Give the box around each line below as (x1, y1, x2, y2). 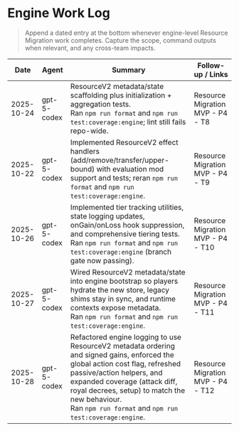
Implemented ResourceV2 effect (70, 137, 179, 147)
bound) (70, 164, 95, 174)
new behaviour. (70, 394, 122, 404)
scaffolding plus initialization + (70, 90, 172, 100)
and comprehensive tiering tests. (70, 229, 180, 239)
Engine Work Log (7, 5, 110, 21)
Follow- (197, 60, 225, 70)
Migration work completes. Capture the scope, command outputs (24, 36, 217, 44)
